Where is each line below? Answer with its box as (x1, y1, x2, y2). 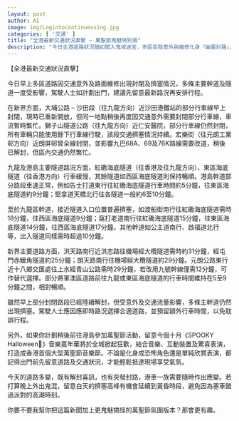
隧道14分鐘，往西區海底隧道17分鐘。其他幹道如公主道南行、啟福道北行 (13, 223, 220, 231)
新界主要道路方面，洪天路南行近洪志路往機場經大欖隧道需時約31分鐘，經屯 (7, 247, 226, 255)
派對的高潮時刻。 (13, 390, 64, 399)
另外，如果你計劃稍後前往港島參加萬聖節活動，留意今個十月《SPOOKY (7, 331, 215, 339)
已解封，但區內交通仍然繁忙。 (7, 148, 95, 156)
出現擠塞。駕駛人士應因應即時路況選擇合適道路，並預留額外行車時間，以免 (7, 307, 225, 315)
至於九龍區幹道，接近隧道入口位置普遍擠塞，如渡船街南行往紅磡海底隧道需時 (7, 205, 232, 213)
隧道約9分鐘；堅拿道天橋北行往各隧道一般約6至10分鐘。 (13, 190, 178, 198)
